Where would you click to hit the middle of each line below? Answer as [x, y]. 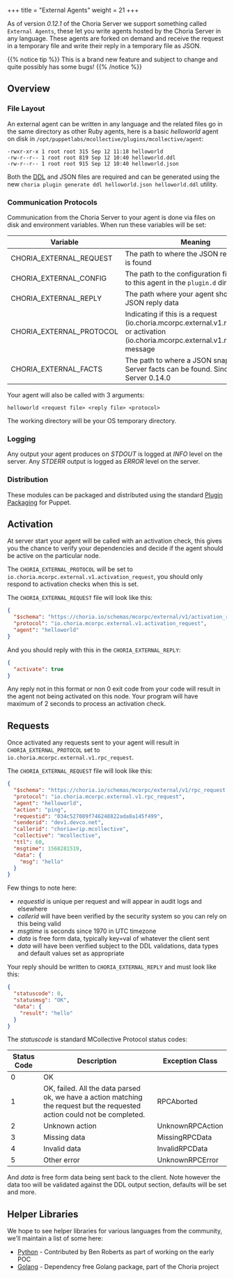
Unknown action [70, 1126]
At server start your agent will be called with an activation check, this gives [115, 541]
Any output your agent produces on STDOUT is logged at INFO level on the [115, 454]
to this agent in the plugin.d [171, 282]
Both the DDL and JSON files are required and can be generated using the [114, 177]
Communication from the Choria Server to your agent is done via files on [111, 217]
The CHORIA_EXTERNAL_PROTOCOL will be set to [70, 569]
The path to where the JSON [172, 254]
